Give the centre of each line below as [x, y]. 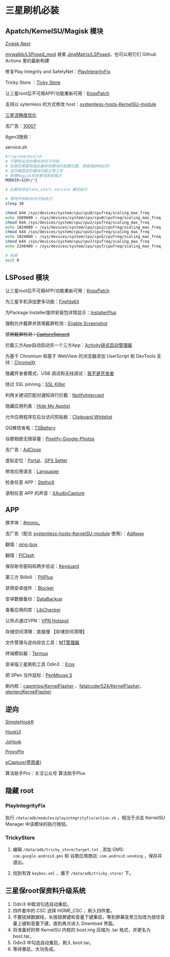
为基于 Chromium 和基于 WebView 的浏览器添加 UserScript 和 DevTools [80, 356]
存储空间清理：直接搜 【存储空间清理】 [46, 632]
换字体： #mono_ [23, 523]
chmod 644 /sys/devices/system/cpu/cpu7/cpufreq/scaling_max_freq [77, 241]
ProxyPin [15, 752]
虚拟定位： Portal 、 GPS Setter [37, 461]
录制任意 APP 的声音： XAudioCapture [45, 493]
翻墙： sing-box [21, 544]
